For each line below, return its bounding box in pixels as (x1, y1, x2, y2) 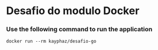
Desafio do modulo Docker (6, 4, 140, 18)
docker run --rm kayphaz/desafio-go (6, 38, 96, 45)
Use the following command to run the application (6, 25, 153, 34)
